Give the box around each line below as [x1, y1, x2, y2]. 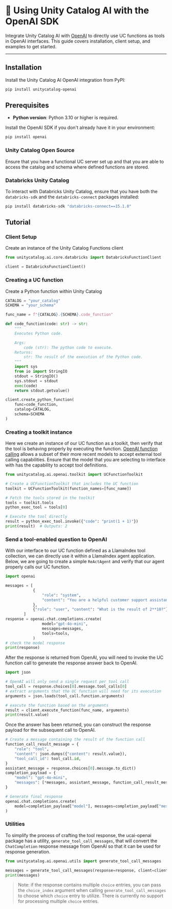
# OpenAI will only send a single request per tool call [5, 679, 130, 684]
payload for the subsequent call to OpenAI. [5, 727, 96, 733]
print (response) [5, 645, 40, 651]
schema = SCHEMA [14, 412, 45, 417]
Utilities [5, 821, 25, 828]
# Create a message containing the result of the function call [5, 737, 145, 742]
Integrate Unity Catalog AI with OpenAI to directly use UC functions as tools [5, 32, 165, 39]
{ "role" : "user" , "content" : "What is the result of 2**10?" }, [32, 607, 170, 612]
